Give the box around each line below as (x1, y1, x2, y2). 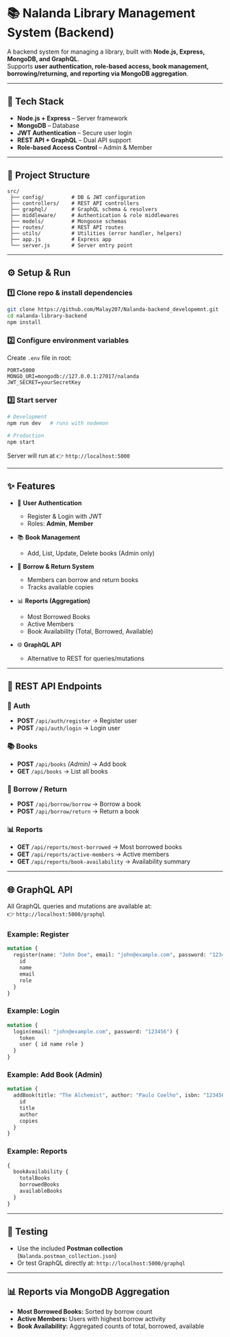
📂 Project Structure (7, 170, 90, 181)
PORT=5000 (7, 367, 36, 374)
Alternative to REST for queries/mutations (27, 654, 145, 662)
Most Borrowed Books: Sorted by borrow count (16, 1307, 153, 1316)
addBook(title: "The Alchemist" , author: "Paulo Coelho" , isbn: (13, 1092, 201, 1099)
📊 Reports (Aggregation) (16, 596, 90, 605)
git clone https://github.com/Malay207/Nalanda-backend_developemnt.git (7, 306, 219, 313)
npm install (7, 319, 41, 326)
